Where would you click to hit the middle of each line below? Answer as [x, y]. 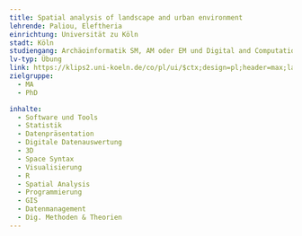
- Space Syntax [46, 159]
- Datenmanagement [52, 209]
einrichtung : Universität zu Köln [74, 34]
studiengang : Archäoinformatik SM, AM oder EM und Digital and [130, 51]
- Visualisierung [50, 167]
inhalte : [26, 109]
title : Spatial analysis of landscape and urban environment [126, 17]
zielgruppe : [31, 76]
